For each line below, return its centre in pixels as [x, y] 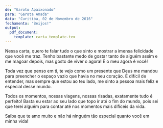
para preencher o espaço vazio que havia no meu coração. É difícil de [76, 76]
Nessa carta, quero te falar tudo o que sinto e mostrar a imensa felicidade [79, 51]
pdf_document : [24, 32]
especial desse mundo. [29, 86]
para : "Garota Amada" [27, 14]
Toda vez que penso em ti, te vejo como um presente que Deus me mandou [81, 71]
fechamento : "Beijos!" [28, 23]
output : [13, 28]
